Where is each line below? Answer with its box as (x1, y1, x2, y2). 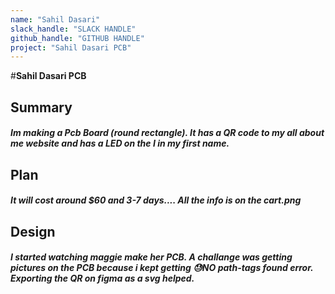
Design (10, 223, 56, 240)
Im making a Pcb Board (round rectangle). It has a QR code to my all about (10, 127, 325, 139)
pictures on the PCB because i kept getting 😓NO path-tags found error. (10, 262, 314, 274)
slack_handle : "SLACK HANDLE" (10, 24, 137, 34)
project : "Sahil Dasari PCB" (10, 42, 132, 53)
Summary (10, 99, 73, 116)
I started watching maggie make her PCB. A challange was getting (10, 251, 293, 263)
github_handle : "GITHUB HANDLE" (10, 33, 145, 43)
